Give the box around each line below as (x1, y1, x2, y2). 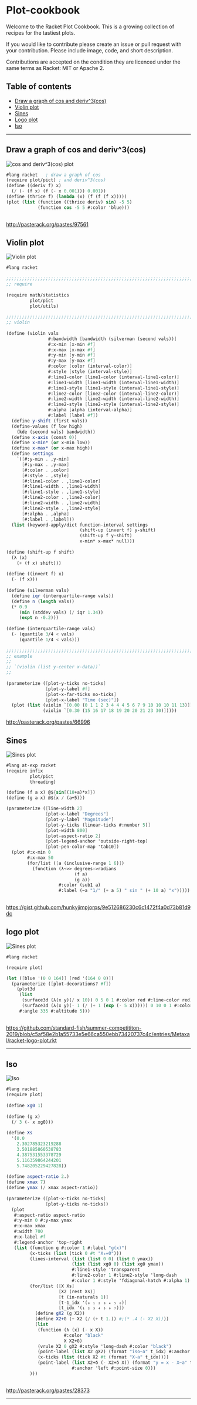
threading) (29, 779, 57, 785)
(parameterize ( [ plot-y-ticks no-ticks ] (6, 680, 107, 686)
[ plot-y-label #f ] (45, 686, 91, 692)
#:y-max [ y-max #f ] (47, 358, 96, 364)
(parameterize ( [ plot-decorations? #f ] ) (11, 981, 111, 987)
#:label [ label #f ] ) (47, 412, 98, 418)
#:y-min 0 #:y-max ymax (13, 1217, 72, 1224)
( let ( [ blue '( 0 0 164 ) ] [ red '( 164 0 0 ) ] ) (6, 975, 114, 981)
